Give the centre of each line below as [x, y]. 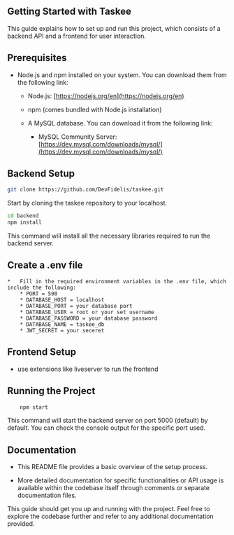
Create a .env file [45, 265]
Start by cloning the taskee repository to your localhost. [87, 203]
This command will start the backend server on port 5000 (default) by [108, 421]
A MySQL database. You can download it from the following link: [120, 123]
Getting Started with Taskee [69, 12]
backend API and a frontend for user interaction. [77, 36]
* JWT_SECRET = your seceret [62, 330]
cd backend [23, 216]
